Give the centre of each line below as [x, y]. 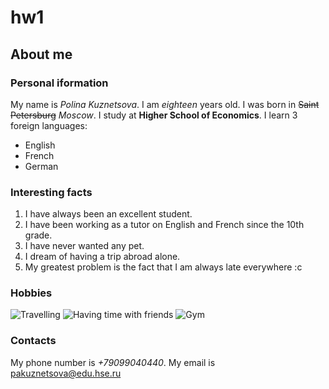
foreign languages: [49, 125]
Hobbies [31, 293]
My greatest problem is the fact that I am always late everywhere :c [163, 267]
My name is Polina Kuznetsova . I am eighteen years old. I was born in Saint [165, 104]
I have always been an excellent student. [108, 214]
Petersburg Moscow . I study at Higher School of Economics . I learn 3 [154, 115]
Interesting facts [51, 192]
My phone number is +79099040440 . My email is [113, 362]
